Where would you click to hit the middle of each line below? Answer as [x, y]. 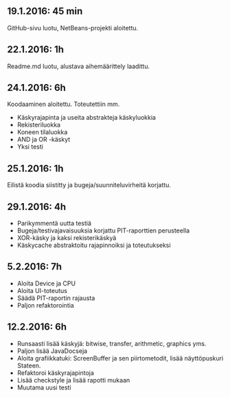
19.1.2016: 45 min [45, 11]
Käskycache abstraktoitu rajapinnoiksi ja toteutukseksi [94, 245]
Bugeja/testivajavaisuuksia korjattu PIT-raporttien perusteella [103, 230]
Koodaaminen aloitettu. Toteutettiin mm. [64, 104]
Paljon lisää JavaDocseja [52, 351]
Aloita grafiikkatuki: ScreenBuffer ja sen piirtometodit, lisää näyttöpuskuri [120, 358]
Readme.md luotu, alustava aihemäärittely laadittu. [78, 66]
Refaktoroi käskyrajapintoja [56, 373]
